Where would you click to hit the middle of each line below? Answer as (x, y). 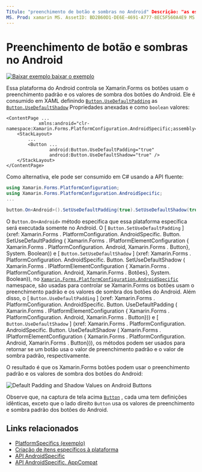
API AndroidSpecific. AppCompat (56, 462)
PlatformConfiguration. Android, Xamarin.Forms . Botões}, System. (89, 272)
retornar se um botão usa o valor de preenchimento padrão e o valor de (95, 349)
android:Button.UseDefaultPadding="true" (102, 150)
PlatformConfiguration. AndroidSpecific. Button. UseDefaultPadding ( (92, 304)
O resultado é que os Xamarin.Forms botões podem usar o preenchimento (98, 367)
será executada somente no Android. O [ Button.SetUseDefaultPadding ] (95, 228)
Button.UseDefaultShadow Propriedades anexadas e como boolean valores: (98, 107)
